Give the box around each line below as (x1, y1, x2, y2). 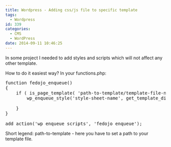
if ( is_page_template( (16, 90, 75, 96)
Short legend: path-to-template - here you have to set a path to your (5, 130, 149, 136)
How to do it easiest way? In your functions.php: (5, 70, 107, 76)
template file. (5, 136, 33, 142)
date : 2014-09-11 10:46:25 (5, 41, 63, 46)
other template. (5, 60, 37, 66)
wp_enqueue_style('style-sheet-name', (26, 95, 124, 101)
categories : (5, 27, 31, 32)
